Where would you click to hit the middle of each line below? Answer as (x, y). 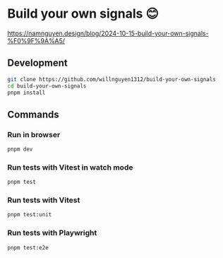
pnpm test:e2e (28, 247)
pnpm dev (20, 149)
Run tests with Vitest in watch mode (70, 167)
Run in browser (34, 134)
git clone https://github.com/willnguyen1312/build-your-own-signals (112, 79)
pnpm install (26, 93)
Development (38, 63)
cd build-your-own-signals (47, 86)
